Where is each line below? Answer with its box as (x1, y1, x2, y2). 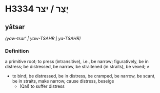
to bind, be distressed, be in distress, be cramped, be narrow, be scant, (12, 73, 156, 79)
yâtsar (5, 23, 25, 31)
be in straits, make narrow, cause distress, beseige (12, 78, 115, 84)
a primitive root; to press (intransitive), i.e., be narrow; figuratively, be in (5, 59, 149, 64)
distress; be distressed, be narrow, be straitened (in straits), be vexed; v (5, 64, 150, 70)
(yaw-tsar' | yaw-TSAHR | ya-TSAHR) (5, 35, 81, 41)
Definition (5, 47, 29, 54)
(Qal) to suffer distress (19, 83, 65, 89)
